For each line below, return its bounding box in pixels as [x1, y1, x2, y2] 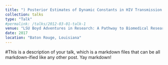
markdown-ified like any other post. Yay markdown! [5, 54, 111, 60]
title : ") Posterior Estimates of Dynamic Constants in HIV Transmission [5, 7, 162, 12]
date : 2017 [5, 30, 28, 35]
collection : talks [5, 12, 43, 17]
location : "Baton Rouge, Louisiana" [5, 35, 81, 40]
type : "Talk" [5, 16, 32, 21]
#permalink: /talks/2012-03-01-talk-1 [5, 21, 86, 26]
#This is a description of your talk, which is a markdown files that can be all [5, 48, 160, 55]
